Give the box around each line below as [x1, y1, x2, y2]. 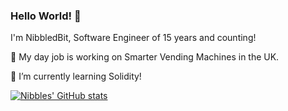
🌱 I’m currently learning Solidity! [10, 70, 142, 83]
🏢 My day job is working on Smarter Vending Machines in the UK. [10, 51, 280, 63]
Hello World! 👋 [10, 9, 82, 23]
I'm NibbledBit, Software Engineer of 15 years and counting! [10, 32, 257, 44]
